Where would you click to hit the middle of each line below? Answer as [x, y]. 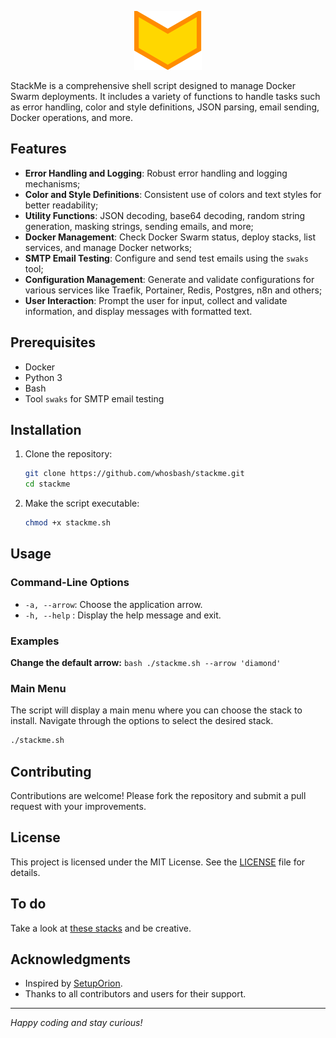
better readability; [61, 205]
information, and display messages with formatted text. [138, 311]
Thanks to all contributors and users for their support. [135, 994]
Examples [35, 641]
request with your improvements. [78, 807]
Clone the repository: [68, 454]
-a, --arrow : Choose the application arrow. [113, 604]
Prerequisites [53, 342]
